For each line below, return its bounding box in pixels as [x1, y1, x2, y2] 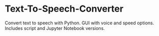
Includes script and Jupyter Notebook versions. [5, 25, 105, 31]
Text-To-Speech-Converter [5, 3, 124, 15]
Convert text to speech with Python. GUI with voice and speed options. [5, 20, 154, 26]
